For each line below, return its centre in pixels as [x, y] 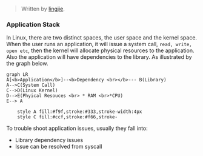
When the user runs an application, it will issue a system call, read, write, [99, 44]
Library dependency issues [49, 140]
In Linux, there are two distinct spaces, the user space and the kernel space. [102, 38]
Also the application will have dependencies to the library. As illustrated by [99, 57]
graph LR [17, 75]
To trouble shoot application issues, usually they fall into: [77, 128]
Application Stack [33, 24]
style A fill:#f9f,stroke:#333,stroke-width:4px [80, 112]
